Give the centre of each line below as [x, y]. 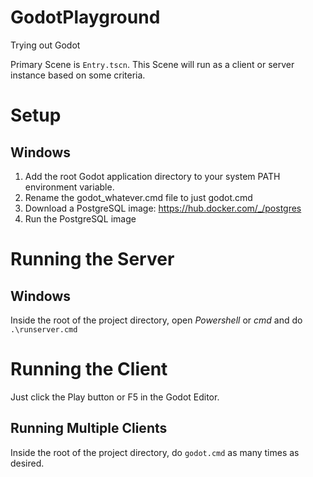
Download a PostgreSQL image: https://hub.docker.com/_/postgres [163, 208]
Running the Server [92, 259]
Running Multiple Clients [89, 428]
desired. [27, 463]
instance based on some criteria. [78, 75]
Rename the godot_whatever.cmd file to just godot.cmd [138, 197]
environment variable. [69, 187]
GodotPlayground [85, 17]
